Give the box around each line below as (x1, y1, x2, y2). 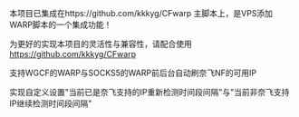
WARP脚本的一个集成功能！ (9, 19, 112, 30)
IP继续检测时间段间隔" (9, 98, 92, 109)
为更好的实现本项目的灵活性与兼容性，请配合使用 (9, 39, 192, 49)
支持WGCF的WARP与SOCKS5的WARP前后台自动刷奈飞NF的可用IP (9, 67, 256, 78)
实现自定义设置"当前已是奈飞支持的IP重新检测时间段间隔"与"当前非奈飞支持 (9, 87, 290, 97)
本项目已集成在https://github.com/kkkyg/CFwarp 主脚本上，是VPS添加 (9, 8, 274, 18)
